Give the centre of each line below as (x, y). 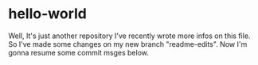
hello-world (48, 14)
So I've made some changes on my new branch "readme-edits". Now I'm (128, 44)
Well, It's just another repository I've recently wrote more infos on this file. (129, 36)
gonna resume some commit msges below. (78, 52)
